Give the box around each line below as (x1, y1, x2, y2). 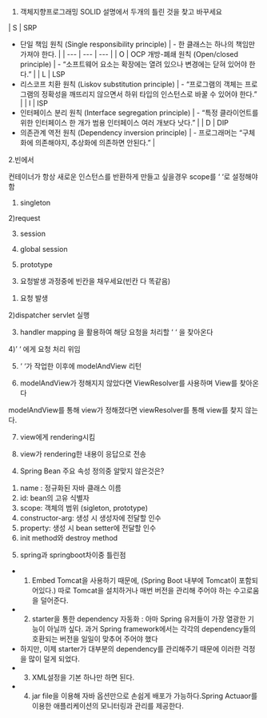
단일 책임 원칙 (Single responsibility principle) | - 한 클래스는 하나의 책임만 (19, 39, 256, 49)
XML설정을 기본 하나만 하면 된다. (31, 672, 135, 682)
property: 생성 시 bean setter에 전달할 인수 (19, 523, 157, 533)
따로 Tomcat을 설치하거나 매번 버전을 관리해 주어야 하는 (58, 586, 232, 595)
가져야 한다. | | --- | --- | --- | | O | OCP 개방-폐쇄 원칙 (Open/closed (19, 50, 238, 58)
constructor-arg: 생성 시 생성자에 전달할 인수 (19, 513, 161, 522)
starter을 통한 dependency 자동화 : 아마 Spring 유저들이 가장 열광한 (31, 614, 246, 624)
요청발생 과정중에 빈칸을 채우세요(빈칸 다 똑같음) (19, 277, 171, 285)
